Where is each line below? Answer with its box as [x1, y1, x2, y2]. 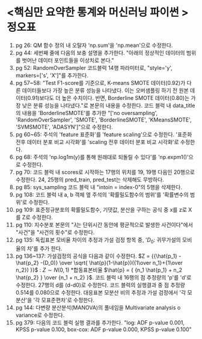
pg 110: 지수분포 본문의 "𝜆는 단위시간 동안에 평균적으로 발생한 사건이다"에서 [15, 221, 193, 228]
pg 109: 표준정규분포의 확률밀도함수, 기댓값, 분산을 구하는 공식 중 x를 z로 [15, 206, 187, 213]
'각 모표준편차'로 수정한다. [33, 296, 95, 303]
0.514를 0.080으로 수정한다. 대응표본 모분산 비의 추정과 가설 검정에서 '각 [15, 288, 186, 296]
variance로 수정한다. [15, 311, 65, 319]
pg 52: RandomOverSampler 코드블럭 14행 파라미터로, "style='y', [15, 64, 173, 71]
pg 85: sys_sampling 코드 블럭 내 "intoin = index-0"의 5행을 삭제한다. [15, 183, 183, 190]
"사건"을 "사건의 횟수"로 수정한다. [15, 228, 95, 235]
